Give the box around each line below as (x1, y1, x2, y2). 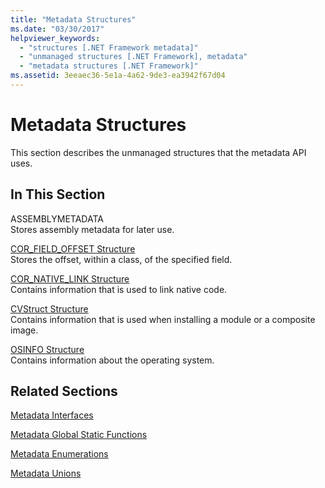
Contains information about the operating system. (10, 354, 215, 366)
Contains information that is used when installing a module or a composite (10, 313, 316, 325)
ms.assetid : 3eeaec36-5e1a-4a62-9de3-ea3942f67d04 (10, 71, 226, 81)
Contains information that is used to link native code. (10, 283, 228, 295)
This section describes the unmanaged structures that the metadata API (10, 146, 307, 158)
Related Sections (10, 383, 118, 400)
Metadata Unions (10, 467, 82, 480)
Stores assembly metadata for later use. (10, 223, 175, 235)
